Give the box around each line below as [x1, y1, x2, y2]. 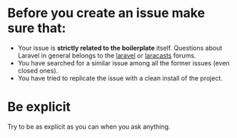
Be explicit [7, 99, 71, 115]
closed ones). [17, 66, 59, 75]
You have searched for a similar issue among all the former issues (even [17, 58, 230, 67]
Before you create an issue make [7, 5, 206, 21]
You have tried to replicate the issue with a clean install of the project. [17, 73, 223, 83]
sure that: [7, 20, 66, 36]
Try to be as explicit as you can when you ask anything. [7, 122, 171, 131]
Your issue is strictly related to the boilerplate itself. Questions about [17, 43, 223, 52]
